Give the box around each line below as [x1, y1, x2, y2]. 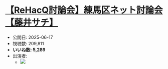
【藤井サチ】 [5, 17, 59, 28]
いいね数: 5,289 [12, 47, 46, 53]
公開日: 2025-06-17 [12, 34, 53, 40]
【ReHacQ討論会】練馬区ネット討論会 [5, 4, 163, 16]
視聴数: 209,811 [12, 40, 44, 46]
